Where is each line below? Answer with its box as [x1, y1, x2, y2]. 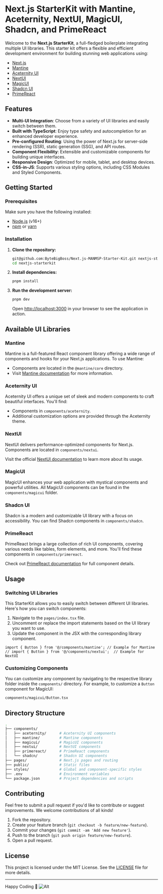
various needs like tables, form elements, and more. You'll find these [5, 546, 142, 552]
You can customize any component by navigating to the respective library [5, 676, 152, 682]
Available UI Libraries [5, 325, 70, 333]
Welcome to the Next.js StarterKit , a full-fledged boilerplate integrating [5, 40, 148, 46]
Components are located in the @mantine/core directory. [12, 365, 124, 371]
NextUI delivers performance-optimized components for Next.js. [5, 441, 134, 447]
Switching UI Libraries [5, 589, 58, 596]
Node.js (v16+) [12, 219, 42, 224]
